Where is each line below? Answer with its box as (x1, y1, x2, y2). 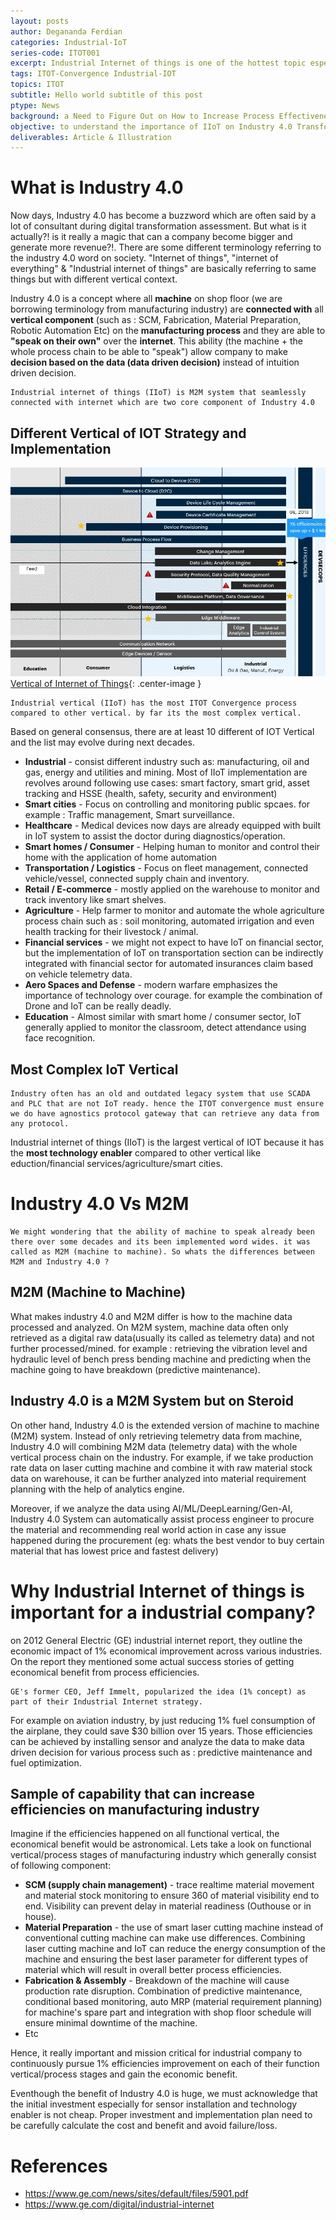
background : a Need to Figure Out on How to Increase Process (10, 111, 275, 121)
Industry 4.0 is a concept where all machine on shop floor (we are (10, 293, 283, 305)
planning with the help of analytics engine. (10, 1483, 185, 1495)
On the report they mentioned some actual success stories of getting (10, 1655, 295, 1667)
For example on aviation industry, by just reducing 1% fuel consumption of (10, 1714, 316, 1726)
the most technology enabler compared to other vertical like (10, 1147, 262, 1159)
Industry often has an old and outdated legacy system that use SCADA (10, 1089, 311, 1099)
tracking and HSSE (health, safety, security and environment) (24, 788, 278, 800)
